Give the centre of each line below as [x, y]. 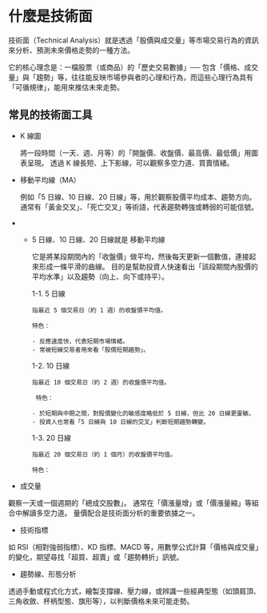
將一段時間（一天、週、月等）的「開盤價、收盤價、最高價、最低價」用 [135, 152]
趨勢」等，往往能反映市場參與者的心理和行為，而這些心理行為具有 [144, 77]
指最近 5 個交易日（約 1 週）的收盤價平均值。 [99, 310]
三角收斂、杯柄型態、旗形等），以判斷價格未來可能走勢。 [101, 601]
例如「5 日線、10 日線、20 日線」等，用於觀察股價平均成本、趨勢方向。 [138, 196]
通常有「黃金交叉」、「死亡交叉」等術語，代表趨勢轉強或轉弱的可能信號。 [139, 207]
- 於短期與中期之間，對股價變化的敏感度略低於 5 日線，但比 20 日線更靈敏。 [143, 413]
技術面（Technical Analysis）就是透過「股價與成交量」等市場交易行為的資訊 [133, 40]
